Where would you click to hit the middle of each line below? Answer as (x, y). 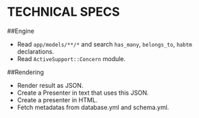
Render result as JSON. (50, 85)
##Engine (21, 31)
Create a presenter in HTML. (57, 99)
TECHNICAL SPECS (63, 12)
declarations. (35, 51)
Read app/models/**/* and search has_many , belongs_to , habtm (104, 44)
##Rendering (26, 72)
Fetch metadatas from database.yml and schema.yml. (93, 107)
